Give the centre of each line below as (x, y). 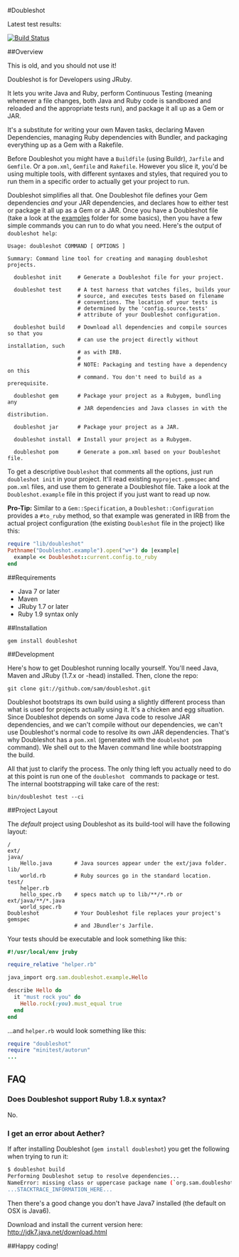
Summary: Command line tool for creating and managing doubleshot (108, 259)
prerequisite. (28, 384)
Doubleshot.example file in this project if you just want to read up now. (109, 494)
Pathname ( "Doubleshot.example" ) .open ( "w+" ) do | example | (94, 550)
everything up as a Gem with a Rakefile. (65, 145)
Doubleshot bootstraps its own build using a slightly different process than (116, 702)
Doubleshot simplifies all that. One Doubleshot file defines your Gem (107, 195)
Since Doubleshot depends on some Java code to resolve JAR (99, 717)
